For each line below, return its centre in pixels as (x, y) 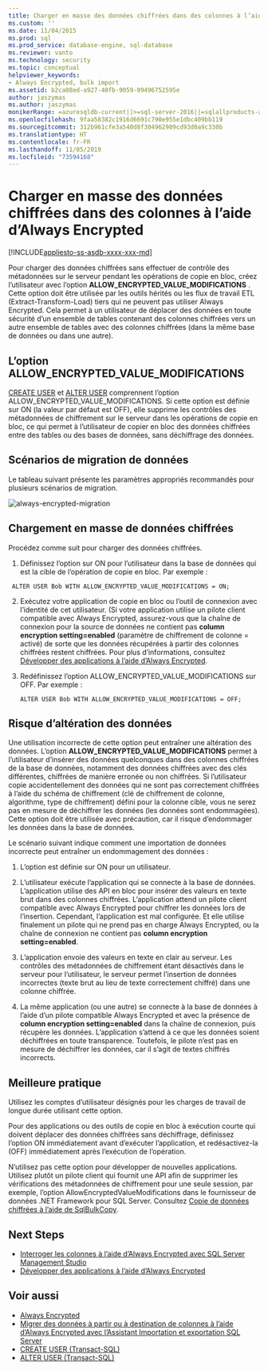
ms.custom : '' (32, 23)
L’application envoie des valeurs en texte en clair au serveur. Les (126, 957)
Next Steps (36, 1235)
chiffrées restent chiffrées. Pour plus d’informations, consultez (122, 652)
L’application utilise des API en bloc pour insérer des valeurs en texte (133, 891)
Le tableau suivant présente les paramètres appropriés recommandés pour (131, 479)
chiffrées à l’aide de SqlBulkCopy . (63, 1209)
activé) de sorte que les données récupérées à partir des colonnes (129, 643)
